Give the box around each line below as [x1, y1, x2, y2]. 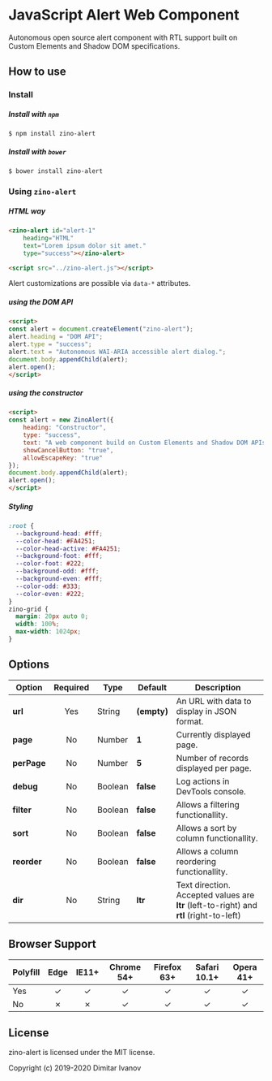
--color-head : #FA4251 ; [15, 537, 96, 545]
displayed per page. [176, 762, 252, 773]
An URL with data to [176, 695, 252, 707]
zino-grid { [8, 605, 49, 613]
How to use [8, 65, 66, 79]
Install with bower [8, 146, 66, 156]
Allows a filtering [176, 798, 240, 810]
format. [176, 716, 204, 727]
